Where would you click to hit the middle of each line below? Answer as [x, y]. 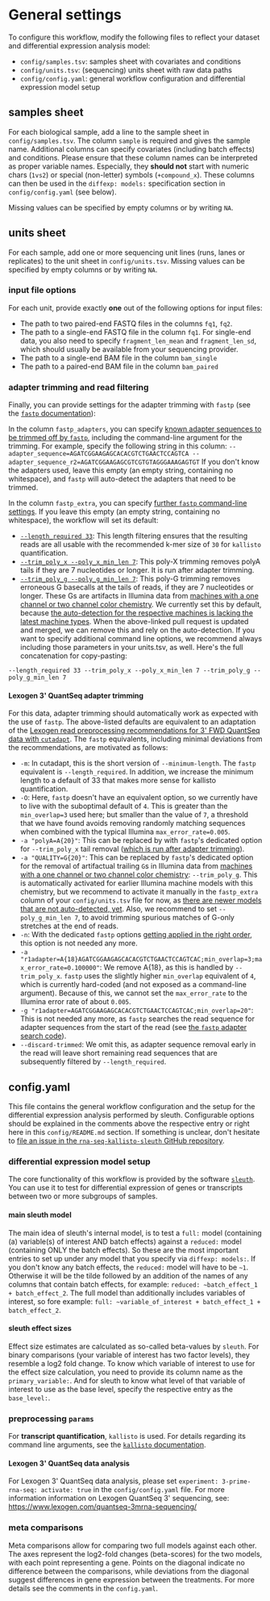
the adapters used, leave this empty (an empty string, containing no [121, 470]
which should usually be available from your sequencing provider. [129, 349]
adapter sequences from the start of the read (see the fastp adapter [133, 1028]
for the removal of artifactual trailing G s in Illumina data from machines [136, 866]
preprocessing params [51, 1419]
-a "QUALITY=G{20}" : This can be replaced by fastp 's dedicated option [137, 857]
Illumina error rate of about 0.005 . [75, 1002]
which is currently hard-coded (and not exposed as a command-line [133, 985]
